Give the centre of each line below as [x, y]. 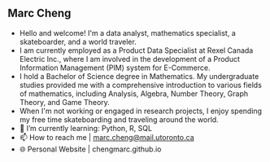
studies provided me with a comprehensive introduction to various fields [140, 85]
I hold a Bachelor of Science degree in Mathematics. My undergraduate [139, 76]
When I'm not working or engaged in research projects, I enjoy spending [140, 111]
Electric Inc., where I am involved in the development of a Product [130, 59]
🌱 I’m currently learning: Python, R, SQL [85, 128]
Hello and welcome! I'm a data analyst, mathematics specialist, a [128, 33]
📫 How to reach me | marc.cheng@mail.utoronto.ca [107, 137]
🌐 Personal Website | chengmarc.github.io [90, 149]
